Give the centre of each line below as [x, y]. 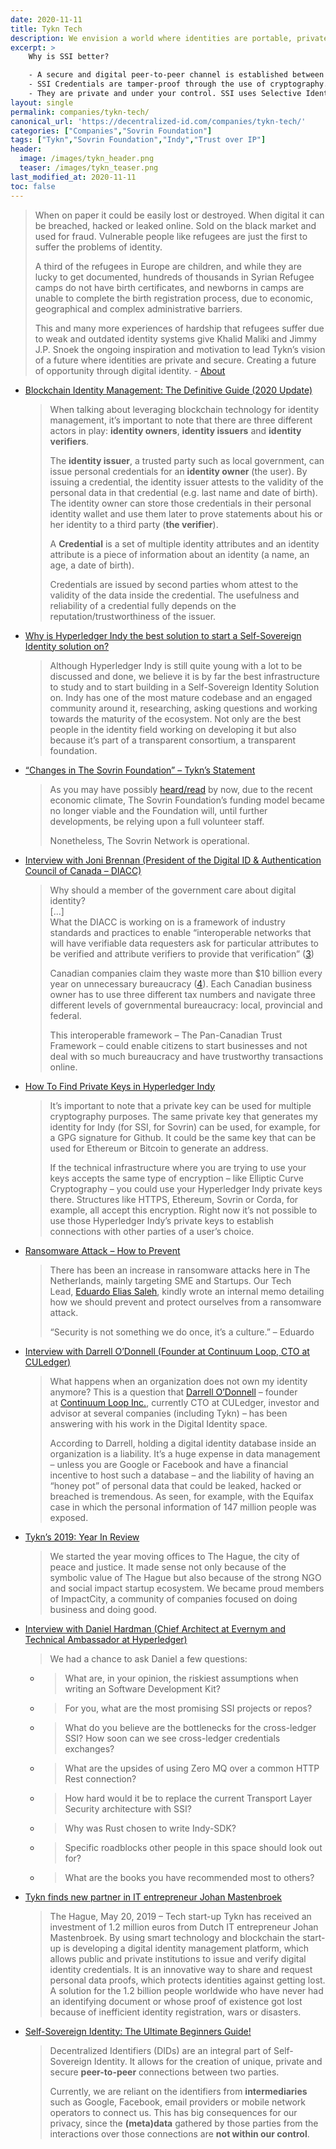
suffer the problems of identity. [98, 247]
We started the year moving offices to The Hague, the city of [174, 1556]
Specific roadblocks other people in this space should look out [193, 1847]
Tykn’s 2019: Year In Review [82, 1537]
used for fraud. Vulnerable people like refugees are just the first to [171, 236]
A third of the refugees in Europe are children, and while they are [168, 266]
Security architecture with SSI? [128, 1808]
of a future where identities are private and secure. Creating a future [175, 360]
